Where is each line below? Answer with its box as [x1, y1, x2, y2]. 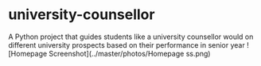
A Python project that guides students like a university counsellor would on [8, 32, 254, 41]
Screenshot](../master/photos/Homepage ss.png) [49, 49, 211, 58]
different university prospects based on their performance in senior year [8, 40, 245, 49]
